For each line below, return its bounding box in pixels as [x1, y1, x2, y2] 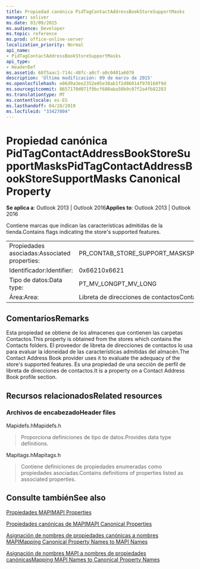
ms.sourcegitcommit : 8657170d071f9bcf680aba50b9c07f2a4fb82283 [6, 86, 167, 92]
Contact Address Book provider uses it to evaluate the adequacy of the [6, 355, 180, 362]
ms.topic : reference [6, 31, 58, 37]
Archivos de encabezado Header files [6, 408, 116, 417]
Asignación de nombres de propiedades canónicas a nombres [6, 532, 159, 539]
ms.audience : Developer [6, 25, 65, 32]
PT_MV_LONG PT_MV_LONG [79, 280, 157, 288]
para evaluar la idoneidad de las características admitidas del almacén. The [6, 348, 189, 355]
